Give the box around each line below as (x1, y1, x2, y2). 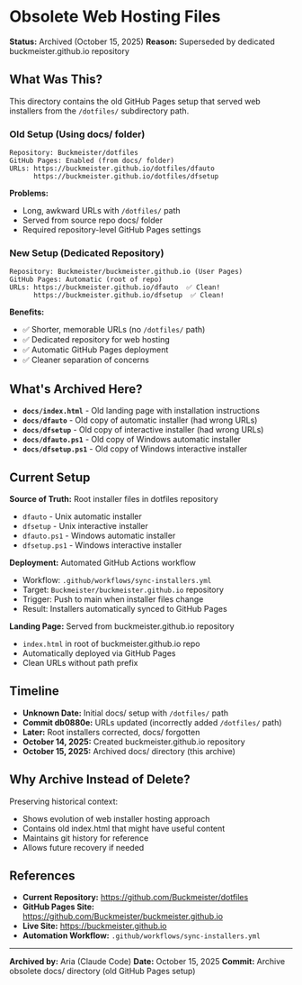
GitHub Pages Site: (22, 901, 94, 912)
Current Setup (9, 470, 91, 485)
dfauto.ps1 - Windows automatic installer (22, 530, 176, 541)
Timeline (9, 683, 60, 699)
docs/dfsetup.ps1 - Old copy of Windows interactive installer (22, 443, 248, 454)
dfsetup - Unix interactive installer (22, 520, 148, 531)
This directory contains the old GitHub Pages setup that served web (9, 96, 261, 106)
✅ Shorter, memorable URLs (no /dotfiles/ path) (22, 324, 206, 335)
